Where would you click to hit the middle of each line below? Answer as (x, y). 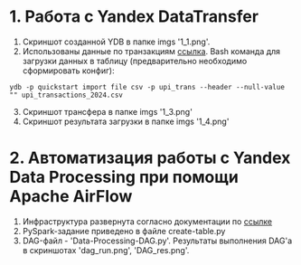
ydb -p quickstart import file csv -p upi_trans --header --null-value (147, 87)
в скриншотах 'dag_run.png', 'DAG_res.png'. (106, 250)
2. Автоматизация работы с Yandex (150, 158)
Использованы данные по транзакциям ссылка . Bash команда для (151, 51)
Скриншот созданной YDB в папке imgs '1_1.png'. (116, 42)
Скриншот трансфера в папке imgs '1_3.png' (107, 111)
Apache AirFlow (71, 197)
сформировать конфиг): (68, 71)
